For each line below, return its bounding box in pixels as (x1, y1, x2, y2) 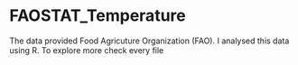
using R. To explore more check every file (9, 44, 164, 55)
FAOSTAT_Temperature (9, 5, 187, 26)
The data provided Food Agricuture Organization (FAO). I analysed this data (9, 35, 290, 46)
